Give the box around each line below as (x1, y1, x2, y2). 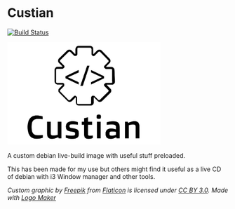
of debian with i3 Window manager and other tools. (7, 172, 156, 180)
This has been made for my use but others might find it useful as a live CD (7, 165, 222, 173)
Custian (7, 5, 54, 21)
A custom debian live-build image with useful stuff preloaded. (7, 151, 186, 159)
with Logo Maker (7, 193, 56, 201)
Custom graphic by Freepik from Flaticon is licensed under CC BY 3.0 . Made (7, 186, 229, 194)
